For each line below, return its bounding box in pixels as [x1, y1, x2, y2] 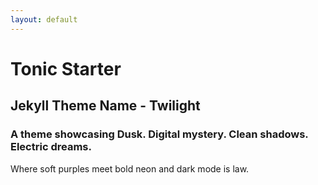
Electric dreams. [10, 140, 92, 154]
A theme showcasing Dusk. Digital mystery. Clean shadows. [10, 127, 309, 141]
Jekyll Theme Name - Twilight [10, 97, 201, 115]
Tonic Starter [10, 57, 122, 80]
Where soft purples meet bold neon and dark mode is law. [10, 162, 250, 175]
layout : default [10, 14, 78, 25]
